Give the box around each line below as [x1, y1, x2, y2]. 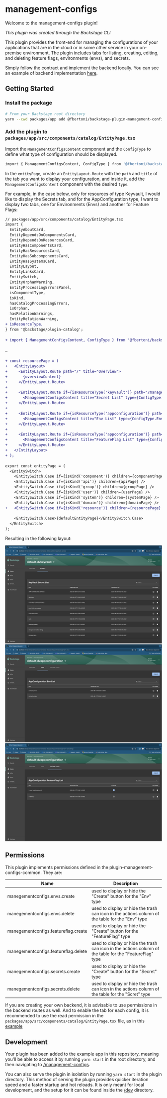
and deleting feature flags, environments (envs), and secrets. [5, 55, 130, 61]
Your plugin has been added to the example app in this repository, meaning [5, 1051, 159, 1057]
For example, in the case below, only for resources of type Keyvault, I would [5, 191, 161, 197]
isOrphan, [9, 306, 30, 311]
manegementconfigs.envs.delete [7, 910, 75, 916]
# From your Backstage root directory [5, 111, 85, 116]
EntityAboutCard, [9, 227, 46, 232]
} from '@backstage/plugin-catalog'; [5, 327, 83, 332]
